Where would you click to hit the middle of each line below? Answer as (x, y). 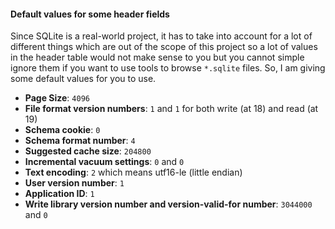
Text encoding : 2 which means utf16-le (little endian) (133, 172)
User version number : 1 (74, 183)
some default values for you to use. (83, 79)
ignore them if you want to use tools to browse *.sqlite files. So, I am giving (168, 68)
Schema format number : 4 (80, 141)
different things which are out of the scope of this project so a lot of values (164, 47)
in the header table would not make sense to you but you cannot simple (157, 57)
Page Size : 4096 (57, 98)
